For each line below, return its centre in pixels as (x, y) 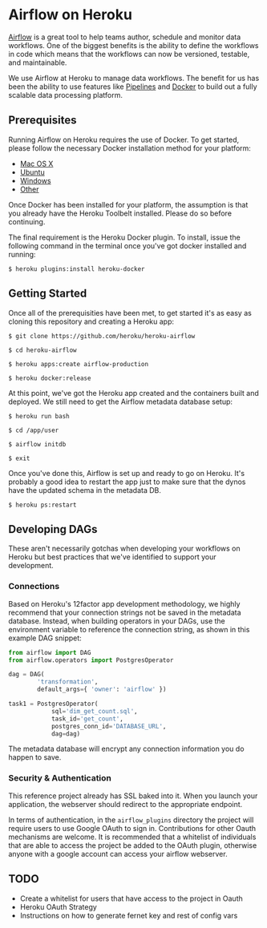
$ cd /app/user (34, 430)
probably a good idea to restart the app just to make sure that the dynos (127, 482)
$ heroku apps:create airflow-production (79, 364)
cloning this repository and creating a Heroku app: (91, 321)
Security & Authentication (60, 778)
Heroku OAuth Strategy (59, 906)
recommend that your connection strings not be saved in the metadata (125, 612)
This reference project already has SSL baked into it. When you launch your (133, 796)
